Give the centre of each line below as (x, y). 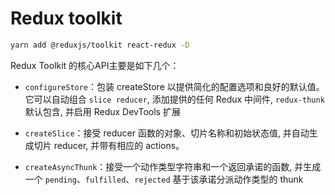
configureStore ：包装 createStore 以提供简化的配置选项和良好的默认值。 (174, 86)
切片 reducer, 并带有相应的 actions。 (109, 145)
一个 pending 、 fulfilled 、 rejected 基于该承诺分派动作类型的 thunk (164, 179)
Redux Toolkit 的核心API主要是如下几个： (95, 65)
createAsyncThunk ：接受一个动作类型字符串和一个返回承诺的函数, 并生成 (173, 166)
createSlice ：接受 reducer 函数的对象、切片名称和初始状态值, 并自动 (167, 133)
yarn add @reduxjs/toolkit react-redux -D (100, 45)
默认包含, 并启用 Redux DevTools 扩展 (102, 111)
